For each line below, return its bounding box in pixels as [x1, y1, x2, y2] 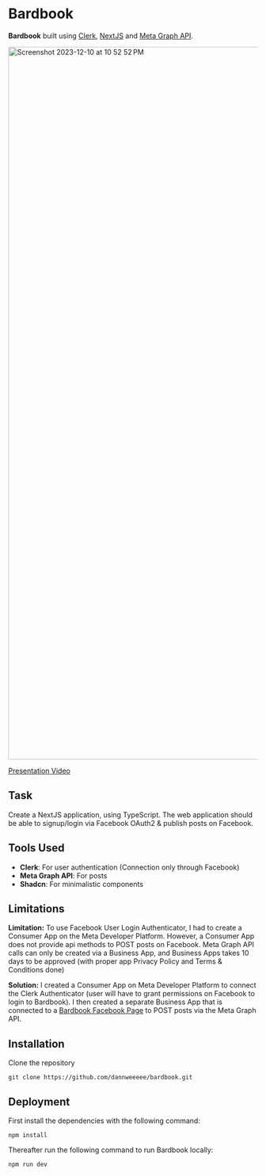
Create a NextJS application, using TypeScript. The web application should [8, 809, 253, 820]
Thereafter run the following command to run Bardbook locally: [8, 1145, 214, 1155]
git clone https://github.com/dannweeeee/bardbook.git [8, 1074, 193, 1082]
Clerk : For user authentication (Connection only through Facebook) [19, 862, 240, 872]
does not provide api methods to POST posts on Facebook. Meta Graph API [8, 940, 255, 950]
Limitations [8, 902, 65, 915]
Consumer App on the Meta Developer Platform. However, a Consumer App [8, 931, 255, 941]
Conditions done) [8, 965, 65, 975]
